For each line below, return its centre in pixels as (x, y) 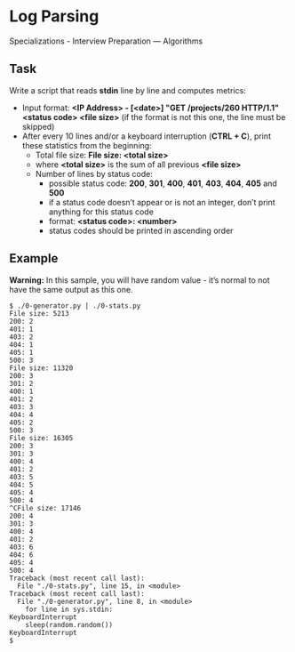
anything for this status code (101, 212)
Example (34, 258)
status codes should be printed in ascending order (141, 230)
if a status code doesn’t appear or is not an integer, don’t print (162, 202)
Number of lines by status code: (94, 173)
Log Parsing (54, 16)
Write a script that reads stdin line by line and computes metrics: (128, 90)
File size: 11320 (41, 368)
